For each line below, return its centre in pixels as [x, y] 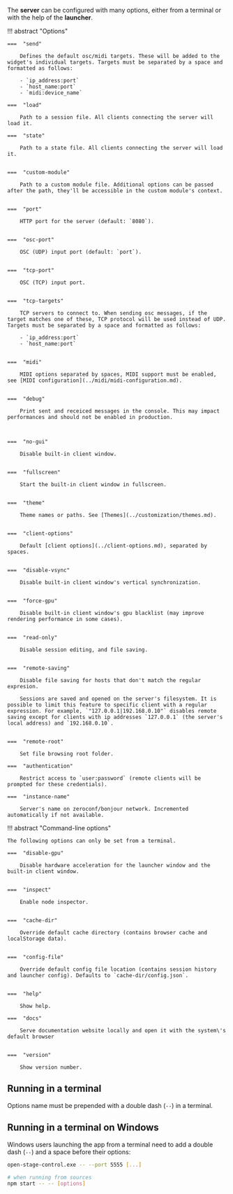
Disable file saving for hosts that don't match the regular [110, 681]
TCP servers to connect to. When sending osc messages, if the [114, 313]
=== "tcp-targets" [36, 301]
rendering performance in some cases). [65, 619]
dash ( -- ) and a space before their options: [69, 1152]
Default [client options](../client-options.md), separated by [114, 546]
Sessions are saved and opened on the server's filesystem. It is [118, 699]
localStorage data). [37, 939]
